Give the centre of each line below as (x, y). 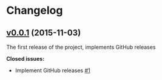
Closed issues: (25, 59)
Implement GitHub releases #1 (52, 70)
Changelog (35, 11)
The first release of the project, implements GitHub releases (81, 47)
